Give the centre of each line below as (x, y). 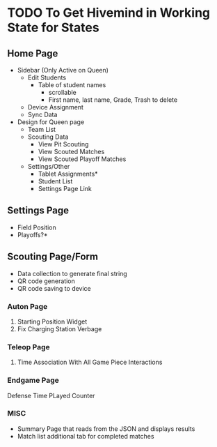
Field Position (37, 227)
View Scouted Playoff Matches (82, 159)
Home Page (33, 53)
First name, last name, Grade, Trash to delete (113, 100)
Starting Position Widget (52, 321)
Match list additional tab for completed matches (86, 436)
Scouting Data (48, 137)
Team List (42, 129)
